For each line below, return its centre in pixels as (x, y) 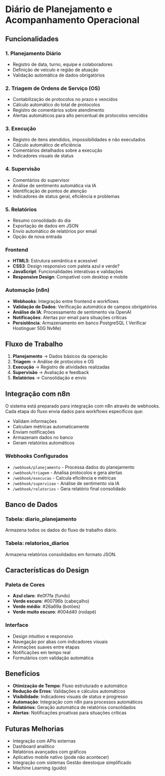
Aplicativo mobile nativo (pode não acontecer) (61, 757)
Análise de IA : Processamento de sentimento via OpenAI (72, 312)
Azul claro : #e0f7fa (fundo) (41, 596)
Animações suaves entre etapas (46, 647)
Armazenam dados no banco (43, 437)
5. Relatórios (21, 209)
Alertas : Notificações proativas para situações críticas (70, 713)
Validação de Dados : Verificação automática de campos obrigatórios (85, 307)
